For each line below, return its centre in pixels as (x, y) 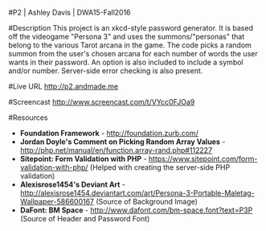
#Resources (28, 118)
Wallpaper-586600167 (57, 202)
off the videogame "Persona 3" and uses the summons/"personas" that (127, 37)
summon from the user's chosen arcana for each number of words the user (133, 54)
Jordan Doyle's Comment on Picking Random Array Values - (123, 142)
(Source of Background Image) (147, 202)
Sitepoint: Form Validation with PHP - (83, 159)
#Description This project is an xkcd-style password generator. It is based (131, 28)
